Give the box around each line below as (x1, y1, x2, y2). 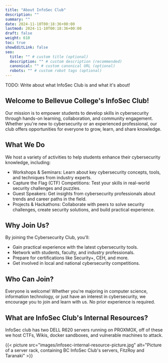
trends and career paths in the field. (12, 196, 87, 202)
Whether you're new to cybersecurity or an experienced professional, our (5, 120, 157, 126)
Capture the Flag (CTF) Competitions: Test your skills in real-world (12, 180, 150, 186)
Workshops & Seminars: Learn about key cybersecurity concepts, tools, (12, 169, 161, 175)
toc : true (5, 40, 26, 45)
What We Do (5, 140, 45, 149)
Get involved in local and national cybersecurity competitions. (12, 260, 140, 266)
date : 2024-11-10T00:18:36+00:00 (5, 21, 75, 27)
